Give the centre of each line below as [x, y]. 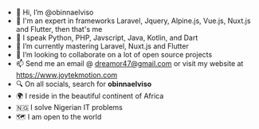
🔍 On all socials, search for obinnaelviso [84, 84]
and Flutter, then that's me [59, 29]
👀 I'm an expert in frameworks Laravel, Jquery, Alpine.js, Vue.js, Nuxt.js [133, 21]
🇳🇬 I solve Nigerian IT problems [69, 107]
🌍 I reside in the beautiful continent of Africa [90, 96]
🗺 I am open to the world [59, 117]
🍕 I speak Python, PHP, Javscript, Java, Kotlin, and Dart [107, 37]
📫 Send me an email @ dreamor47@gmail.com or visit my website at [129, 63]
